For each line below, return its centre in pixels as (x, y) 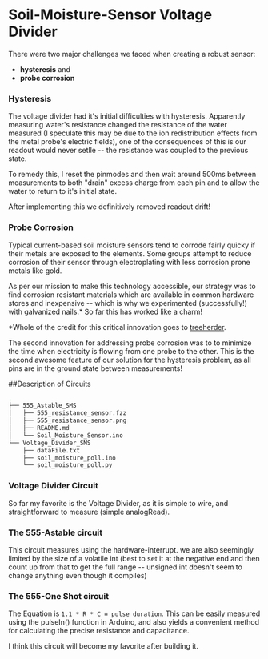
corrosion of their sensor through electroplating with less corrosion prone (129, 262)
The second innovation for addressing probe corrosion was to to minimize (130, 343)
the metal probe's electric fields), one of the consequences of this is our (127, 142)
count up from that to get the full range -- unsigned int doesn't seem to (125, 567)
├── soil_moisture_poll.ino (69, 458)
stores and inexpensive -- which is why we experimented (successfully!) (128, 303)
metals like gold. (35, 271)
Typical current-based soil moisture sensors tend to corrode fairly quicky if (132, 245)
